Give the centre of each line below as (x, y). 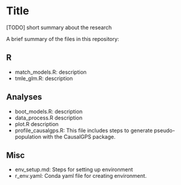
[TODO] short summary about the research (59, 27)
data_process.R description (48, 118)
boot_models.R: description (48, 111)
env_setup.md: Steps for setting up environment (74, 170)
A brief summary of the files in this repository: (63, 39)
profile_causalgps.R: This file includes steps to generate (84, 130)
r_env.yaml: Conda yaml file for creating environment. (81, 176)
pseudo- (164, 130)
